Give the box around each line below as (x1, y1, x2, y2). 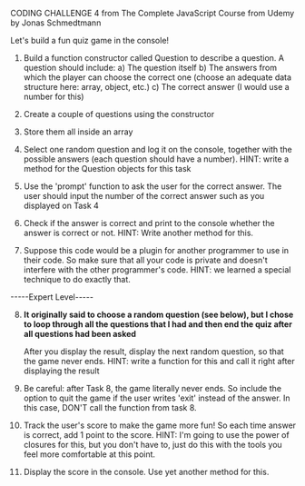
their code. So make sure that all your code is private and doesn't (23, 254, 269, 265)
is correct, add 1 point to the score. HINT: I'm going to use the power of (23, 430, 290, 440)
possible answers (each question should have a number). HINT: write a (23, 154, 290, 164)
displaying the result (23, 365, 100, 376)
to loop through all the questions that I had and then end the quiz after (23, 319, 293, 330)
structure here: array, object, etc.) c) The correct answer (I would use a (23, 82, 290, 92)
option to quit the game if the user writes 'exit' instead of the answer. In (23, 392, 290, 403)
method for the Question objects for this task (23, 164, 192, 174)
